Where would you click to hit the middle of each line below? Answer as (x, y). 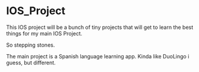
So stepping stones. (31, 45)
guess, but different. (31, 63)
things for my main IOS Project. (44, 33)
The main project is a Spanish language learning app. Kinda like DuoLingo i (98, 56)
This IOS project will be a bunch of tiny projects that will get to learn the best (100, 27)
